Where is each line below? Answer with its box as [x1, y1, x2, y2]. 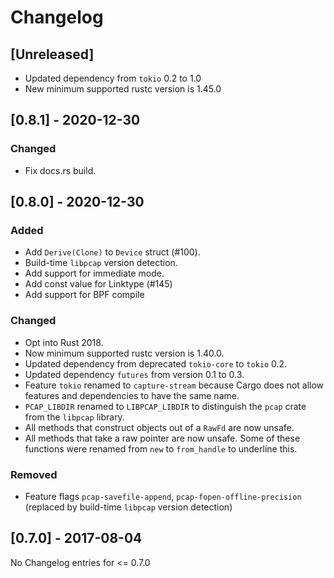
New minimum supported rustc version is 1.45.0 [24, 83, 222, 95]
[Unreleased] [10, 46, 95, 63]
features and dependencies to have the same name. [24, 389, 240, 401]
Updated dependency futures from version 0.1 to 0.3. [24, 368, 245, 380]
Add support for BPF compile [24, 289, 145, 301]
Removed [10, 467, 58, 481]
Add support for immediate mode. [24, 267, 165, 280]
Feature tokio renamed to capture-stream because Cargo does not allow [24, 379, 325, 391]
